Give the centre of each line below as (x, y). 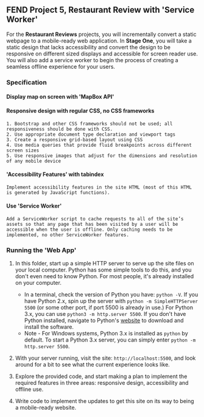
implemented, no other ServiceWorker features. (68, 235)
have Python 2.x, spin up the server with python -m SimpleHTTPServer (111, 301)
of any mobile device (34, 161)
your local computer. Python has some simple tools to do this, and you (103, 270)
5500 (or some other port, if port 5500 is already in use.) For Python (109, 307)
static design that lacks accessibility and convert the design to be (88, 47)
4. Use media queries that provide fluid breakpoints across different (99, 145)
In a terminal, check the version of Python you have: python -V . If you (111, 295)
